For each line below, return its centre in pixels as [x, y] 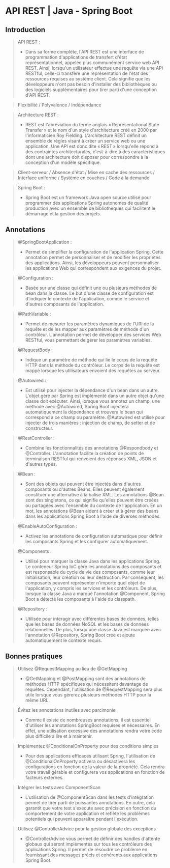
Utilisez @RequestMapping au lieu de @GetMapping [72, 668]
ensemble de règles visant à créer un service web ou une [85, 141]
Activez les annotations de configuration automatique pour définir [94, 536]
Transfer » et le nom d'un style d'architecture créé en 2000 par [91, 130]
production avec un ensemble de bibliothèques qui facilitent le [90, 208]
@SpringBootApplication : [45, 242]
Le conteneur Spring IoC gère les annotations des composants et [93, 566]
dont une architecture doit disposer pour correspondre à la [87, 157]
